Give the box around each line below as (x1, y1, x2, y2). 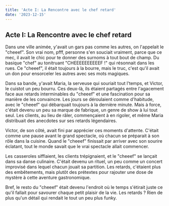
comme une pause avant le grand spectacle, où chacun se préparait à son (5, 133, 160, 139)
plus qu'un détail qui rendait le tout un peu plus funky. (5, 195, 117, 201)
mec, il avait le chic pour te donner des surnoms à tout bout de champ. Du (5, 55, 159, 61)
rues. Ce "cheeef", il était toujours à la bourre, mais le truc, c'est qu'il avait (5, 65, 160, 71)
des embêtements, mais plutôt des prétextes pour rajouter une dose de (5, 169, 153, 175)
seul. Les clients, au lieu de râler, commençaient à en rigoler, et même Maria (5, 113, 163, 119)
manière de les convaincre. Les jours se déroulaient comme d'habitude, (5, 96, 154, 102)
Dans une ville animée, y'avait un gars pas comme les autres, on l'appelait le (5, 44, 164, 50)
